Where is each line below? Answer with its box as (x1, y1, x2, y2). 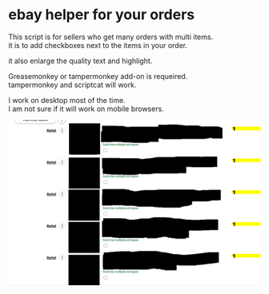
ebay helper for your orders (8, 6, 195, 24)
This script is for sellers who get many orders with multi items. (8, 32, 214, 42)
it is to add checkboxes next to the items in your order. (8, 40, 188, 50)
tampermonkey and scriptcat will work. (8, 80, 137, 89)
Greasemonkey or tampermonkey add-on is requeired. (8, 71, 188, 81)
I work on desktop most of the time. (8, 95, 126, 105)
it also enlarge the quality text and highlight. (8, 56, 153, 66)
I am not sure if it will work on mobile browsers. (8, 104, 164, 113)
